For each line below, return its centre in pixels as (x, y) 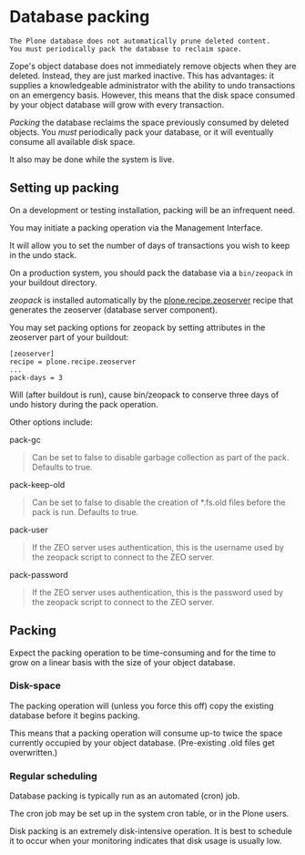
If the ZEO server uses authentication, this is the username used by (158, 547)
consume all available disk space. (72, 141)
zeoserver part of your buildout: (69, 337)
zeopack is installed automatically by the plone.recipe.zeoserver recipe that (152, 300)
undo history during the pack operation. (84, 404)
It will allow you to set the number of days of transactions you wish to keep (150, 245)
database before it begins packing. (75, 715)
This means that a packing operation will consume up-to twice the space (146, 733)
